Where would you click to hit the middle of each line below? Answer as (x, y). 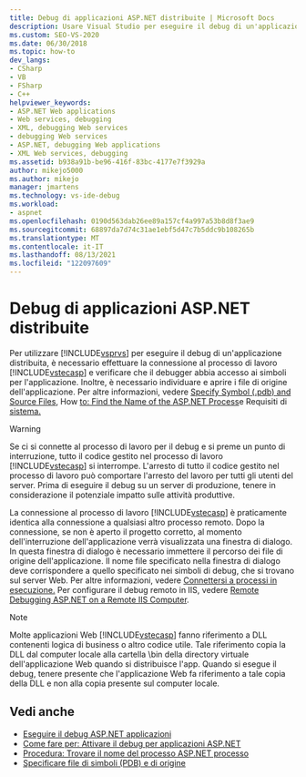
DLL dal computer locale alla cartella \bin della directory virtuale (129, 654)
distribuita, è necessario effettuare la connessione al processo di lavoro (143, 363)
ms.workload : (34, 204)
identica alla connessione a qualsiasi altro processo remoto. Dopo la (138, 522)
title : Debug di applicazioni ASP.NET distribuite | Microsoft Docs (142, 18)
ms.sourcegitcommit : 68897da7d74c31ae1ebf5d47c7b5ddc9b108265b (132, 230)
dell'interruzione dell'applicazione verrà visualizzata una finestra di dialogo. (151, 541)
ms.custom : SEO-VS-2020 (55, 35)
